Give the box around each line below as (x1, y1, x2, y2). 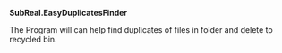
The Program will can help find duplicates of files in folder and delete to (9, 25, 273, 34)
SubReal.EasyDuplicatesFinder (9, 8, 128, 18)
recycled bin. (9, 34, 57, 44)
